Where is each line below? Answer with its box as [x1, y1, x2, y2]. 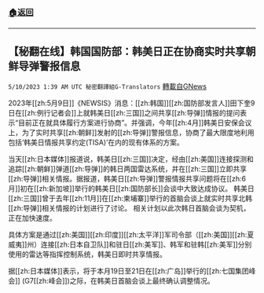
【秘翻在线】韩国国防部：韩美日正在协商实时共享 [8, 45, 246, 58]
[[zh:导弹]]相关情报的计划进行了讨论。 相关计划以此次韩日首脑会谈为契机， [8, 203, 251, 213]
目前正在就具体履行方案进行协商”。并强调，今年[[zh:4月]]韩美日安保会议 [18, 118, 252, 127]
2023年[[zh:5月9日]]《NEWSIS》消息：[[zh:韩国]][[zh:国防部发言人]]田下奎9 [8, 98, 255, 108]
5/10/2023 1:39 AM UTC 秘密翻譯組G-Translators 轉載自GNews [8, 82, 207, 91]
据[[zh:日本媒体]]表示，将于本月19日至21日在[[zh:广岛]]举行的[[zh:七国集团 [8, 266, 249, 276]
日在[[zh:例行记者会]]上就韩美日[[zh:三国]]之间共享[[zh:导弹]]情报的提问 [8, 108, 240, 118]
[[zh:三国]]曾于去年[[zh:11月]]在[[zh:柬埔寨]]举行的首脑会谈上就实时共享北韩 [8, 194, 253, 203]
